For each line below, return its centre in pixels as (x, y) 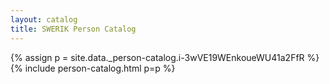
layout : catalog (44, 19)
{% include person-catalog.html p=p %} (93, 68)
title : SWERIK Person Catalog (73, 29)
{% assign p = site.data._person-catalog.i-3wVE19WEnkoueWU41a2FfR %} (165, 57)
